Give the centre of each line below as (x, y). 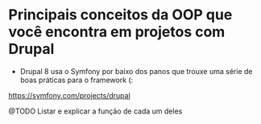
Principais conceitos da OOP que (120, 15)
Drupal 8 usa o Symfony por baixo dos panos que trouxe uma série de (136, 71)
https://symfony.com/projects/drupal (69, 95)
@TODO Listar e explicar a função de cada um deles (95, 111)
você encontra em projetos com (117, 32)
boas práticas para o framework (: (77, 80)
